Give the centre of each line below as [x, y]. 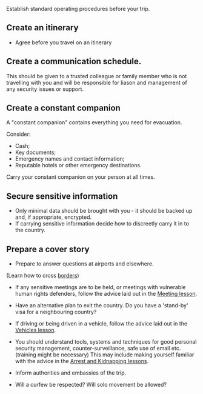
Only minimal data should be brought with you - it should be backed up [104, 211]
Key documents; [35, 152]
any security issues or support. [45, 89]
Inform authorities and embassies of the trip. [71, 373]
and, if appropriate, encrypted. [53, 217]
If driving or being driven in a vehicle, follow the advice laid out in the [101, 324]
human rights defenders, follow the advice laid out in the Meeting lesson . [106, 294]
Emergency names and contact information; [70, 159]
